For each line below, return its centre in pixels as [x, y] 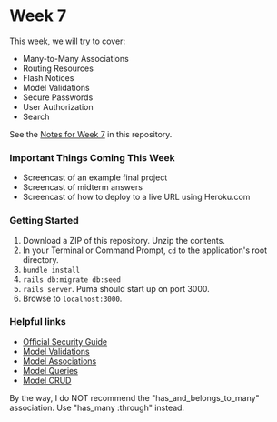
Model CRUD [47, 380]
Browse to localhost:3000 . [72, 298]
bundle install [51, 270]
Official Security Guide [65, 341]
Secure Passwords [58, 97]
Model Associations [59, 361]
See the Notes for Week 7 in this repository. [91, 134]
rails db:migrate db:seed [71, 280]
